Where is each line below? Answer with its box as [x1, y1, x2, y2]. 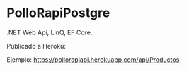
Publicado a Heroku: [6, 41, 67, 50]
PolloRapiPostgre [6, 5, 110, 21]
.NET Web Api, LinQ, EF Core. [6, 28, 93, 37]
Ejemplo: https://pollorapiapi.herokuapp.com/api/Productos [6, 55, 180, 64]
